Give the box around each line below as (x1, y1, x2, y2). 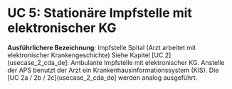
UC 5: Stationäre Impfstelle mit (7, 5, 192, 21)
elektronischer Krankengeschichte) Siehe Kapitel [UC (7, 51, 164, 59)
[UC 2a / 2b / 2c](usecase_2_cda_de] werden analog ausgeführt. (7, 73, 198, 82)
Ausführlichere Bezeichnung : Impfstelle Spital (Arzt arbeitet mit (7, 43, 196, 52)
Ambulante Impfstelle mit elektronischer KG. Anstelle (70, 58, 225, 66)
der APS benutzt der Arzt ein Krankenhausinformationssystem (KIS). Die (7, 66, 219, 74)
